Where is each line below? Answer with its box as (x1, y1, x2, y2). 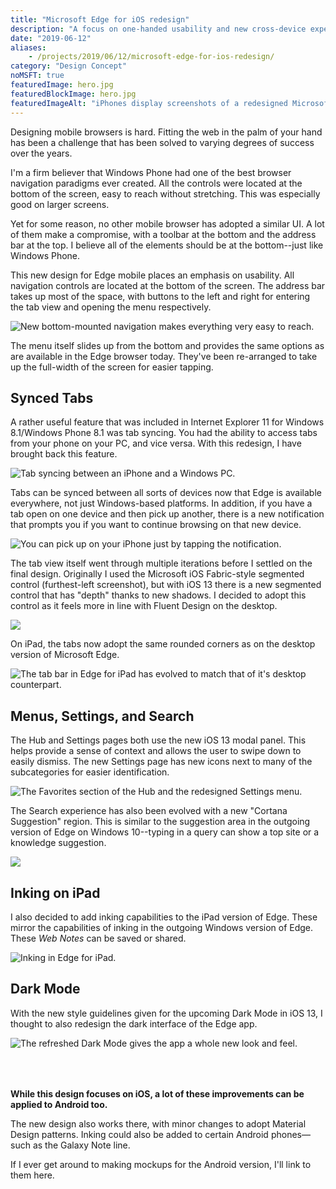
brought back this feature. (10, 448, 118, 460)
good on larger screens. (10, 198, 110, 210)
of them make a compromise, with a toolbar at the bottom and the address (10, 228, 317, 240)
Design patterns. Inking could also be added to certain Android (10, 1128, 269, 1140)
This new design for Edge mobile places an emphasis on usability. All (10, 269, 295, 281)
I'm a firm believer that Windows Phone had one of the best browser (10, 166, 292, 178)
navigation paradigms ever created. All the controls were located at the (10, 177, 303, 189)
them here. (10, 1169, 55, 1181)
